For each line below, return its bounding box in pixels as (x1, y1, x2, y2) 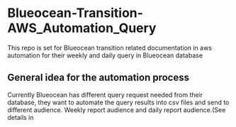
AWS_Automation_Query (7, 20, 157, 36)
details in (7, 113, 34, 121)
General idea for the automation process (7, 72, 190, 84)
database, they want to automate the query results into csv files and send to (7, 98, 230, 106)
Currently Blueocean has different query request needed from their (7, 90, 203, 99)
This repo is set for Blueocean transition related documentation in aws (7, 43, 213, 52)
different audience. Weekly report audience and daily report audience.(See (7, 105, 226, 114)
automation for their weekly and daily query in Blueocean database (7, 51, 203, 60)
